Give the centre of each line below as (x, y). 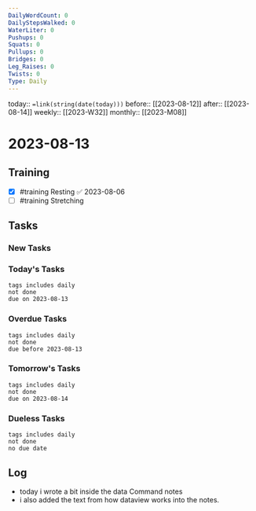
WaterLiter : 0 (31, 30)
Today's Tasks (37, 269)
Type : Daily (27, 81)
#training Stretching (51, 200)
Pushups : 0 (26, 37)
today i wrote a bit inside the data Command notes (101, 491)
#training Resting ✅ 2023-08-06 (72, 191)
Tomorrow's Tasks (44, 369)
